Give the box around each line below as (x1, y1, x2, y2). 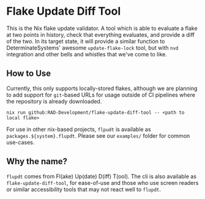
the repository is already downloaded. (6, 97, 102, 105)
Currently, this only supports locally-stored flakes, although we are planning (6, 84, 198, 92)
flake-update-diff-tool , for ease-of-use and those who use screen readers (6, 179, 199, 186)
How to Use (6, 69, 51, 79)
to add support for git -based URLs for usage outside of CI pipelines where (6, 91, 196, 99)
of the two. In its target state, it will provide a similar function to (6, 37, 165, 45)
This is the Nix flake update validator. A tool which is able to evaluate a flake (6, 24, 198, 32)
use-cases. (6, 138, 35, 146)
